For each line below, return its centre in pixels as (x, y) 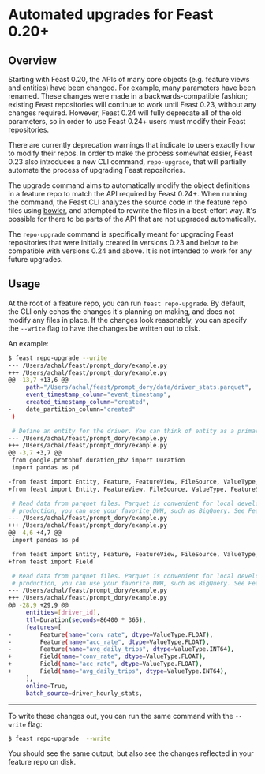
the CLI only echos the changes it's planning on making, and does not (121, 311)
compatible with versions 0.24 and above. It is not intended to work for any (130, 251)
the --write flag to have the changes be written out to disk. (105, 328)
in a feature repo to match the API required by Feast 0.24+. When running (128, 194)
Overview (33, 60)
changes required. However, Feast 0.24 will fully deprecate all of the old (125, 113)
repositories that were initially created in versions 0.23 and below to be (123, 243)
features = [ (43, 627)
